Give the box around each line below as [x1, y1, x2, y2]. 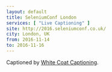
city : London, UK [6, 31, 50, 37]
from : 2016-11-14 [6, 37, 50, 43]
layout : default [6, 8, 47, 15]
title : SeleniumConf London [6, 14, 77, 20]
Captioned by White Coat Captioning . [6, 58, 99, 66]
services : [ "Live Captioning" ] [6, 20, 90, 26]
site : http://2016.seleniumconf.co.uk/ [6, 25, 107, 32]
